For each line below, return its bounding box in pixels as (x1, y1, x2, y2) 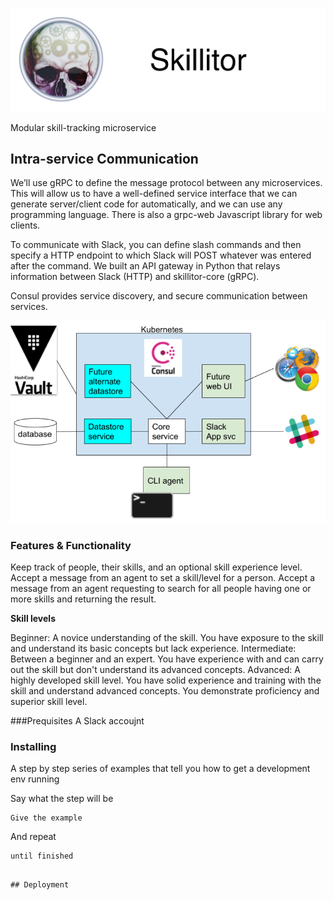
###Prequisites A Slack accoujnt (10, 715, 145, 727)
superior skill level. (10, 696, 88, 708)
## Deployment (10, 880, 70, 890)
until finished (10, 851, 74, 862)
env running (10, 773, 60, 785)
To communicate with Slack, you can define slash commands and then (10, 239, 302, 251)
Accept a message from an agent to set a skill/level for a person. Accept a (10, 572, 316, 584)
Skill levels (10, 613, 56, 625)
